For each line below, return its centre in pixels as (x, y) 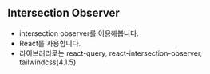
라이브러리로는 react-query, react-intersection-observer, (111, 53)
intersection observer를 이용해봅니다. (79, 33)
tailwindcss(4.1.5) (48, 62)
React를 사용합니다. (50, 43)
